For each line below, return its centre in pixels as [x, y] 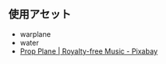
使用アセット [40, 14]
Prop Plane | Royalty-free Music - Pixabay [89, 51]
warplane [35, 34]
